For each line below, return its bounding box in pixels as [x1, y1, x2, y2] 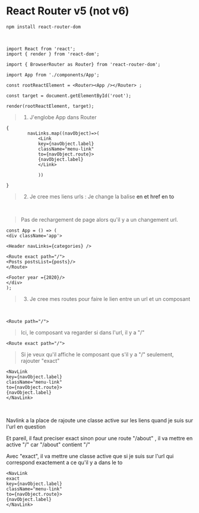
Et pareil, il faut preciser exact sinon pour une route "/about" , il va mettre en [6, 434, 193, 442]
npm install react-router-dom [6, 24, 81, 30]
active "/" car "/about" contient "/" [6, 441, 91, 448]
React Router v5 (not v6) [6, 4, 129, 18]
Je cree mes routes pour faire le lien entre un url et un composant [29, 295, 191, 302]
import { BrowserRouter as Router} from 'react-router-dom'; [6, 61, 161, 67]
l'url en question [6, 423, 46, 430]
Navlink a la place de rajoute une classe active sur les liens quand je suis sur [6, 416, 194, 424]
